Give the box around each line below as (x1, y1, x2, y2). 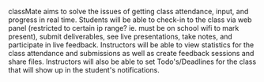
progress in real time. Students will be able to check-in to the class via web (8, 15, 252, 24)
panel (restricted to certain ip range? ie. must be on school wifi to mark (8, 24, 239, 32)
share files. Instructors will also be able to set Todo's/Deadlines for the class (8, 57, 257, 66)
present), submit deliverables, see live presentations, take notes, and (8, 32, 233, 41)
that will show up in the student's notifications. (8, 65, 160, 74)
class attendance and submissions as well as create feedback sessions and (8, 49, 255, 58)
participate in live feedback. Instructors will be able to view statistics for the (8, 40, 255, 50)
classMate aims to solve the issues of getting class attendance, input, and (8, 7, 249, 16)
